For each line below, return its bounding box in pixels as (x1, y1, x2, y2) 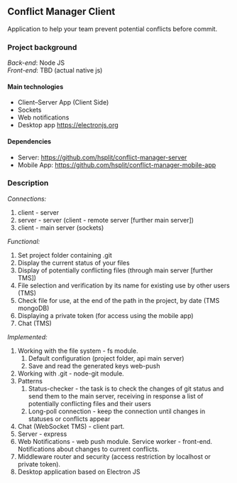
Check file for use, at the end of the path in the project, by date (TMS (17, 296, 220, 304)
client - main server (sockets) (17, 223, 104, 232)
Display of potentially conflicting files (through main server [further (17, 266, 214, 275)
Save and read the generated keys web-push (28, 361, 161, 370)
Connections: (7, 194, 47, 203)
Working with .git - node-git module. (17, 369, 124, 378)
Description (7, 178, 49, 188)
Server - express (17, 430, 67, 438)
